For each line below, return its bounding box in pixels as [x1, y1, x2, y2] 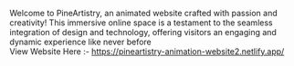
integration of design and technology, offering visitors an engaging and [9, 27, 277, 37]
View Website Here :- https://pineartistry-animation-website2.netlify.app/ [9, 46, 285, 57]
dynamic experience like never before [9, 36, 152, 47]
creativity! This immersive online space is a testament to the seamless [9, 17, 273, 28]
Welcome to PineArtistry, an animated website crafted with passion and [9, 8, 278, 18]
